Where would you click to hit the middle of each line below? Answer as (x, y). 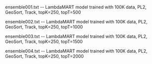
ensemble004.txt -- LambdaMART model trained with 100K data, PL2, (76, 51)
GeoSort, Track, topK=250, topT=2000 (45, 56)
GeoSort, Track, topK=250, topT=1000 (44, 27)
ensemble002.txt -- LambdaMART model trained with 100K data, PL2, (76, 22)
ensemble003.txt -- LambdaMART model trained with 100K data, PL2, (76, 36)
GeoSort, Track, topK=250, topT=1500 (44, 42)
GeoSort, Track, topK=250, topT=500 (43, 12)
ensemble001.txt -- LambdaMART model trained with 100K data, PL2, (76, 7)
